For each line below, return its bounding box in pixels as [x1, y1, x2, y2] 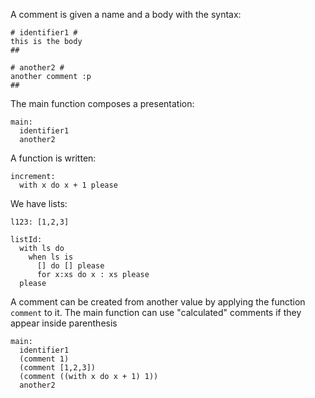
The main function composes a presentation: [10, 98, 195, 109]
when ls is [28, 252, 74, 262]
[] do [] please [36, 261, 105, 271]
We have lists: [10, 198, 68, 209]
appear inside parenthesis [10, 317, 118, 329]
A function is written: [10, 152, 97, 164]
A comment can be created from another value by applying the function [10, 296, 306, 308]
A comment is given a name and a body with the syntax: [10, 9, 242, 20]
